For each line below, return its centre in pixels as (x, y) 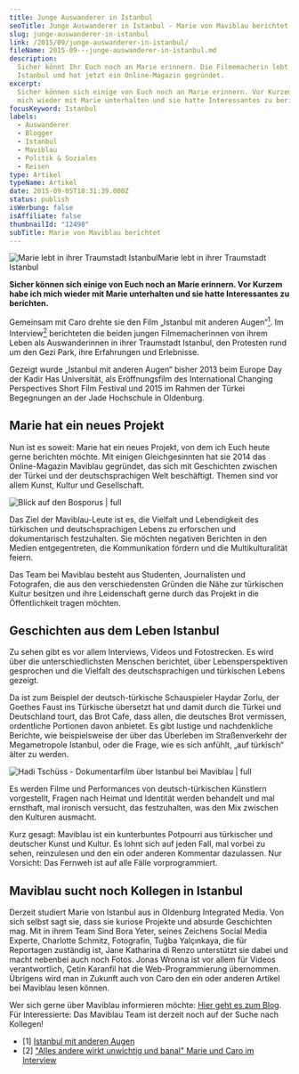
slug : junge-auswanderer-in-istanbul (79, 34)
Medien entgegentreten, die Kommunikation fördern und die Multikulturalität (148, 547)
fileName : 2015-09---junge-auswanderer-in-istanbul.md (113, 51)
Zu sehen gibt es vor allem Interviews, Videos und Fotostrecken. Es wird (141, 652)
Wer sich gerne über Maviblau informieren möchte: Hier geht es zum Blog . (145, 1005)
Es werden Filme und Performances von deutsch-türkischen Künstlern (138, 789)
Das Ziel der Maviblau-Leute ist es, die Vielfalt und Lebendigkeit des (134, 519)
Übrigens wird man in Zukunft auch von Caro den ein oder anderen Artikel (145, 979)
